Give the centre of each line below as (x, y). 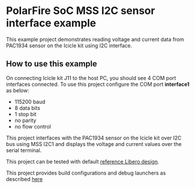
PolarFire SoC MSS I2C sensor (81, 11)
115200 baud (30, 102)
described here (24, 179)
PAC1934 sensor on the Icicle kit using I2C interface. (69, 46)
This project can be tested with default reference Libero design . (83, 161)
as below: (18, 90)
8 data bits (27, 108)
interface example (51, 23)
